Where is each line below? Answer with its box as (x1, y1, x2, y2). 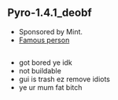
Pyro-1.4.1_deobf (7, 6, 92, 20)
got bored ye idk (18, 58, 72, 67)
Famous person (18, 35, 70, 45)
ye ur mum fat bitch (18, 83, 83, 92)
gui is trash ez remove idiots (18, 74, 111, 84)
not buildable (18, 66, 62, 76)
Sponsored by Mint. (18, 27, 83, 36)
